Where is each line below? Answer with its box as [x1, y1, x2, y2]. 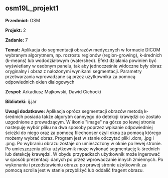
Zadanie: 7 [5, 37, 28, 43]
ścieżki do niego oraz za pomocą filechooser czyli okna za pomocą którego [5, 130, 161, 136]
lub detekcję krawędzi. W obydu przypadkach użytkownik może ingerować [5, 151, 160, 157]
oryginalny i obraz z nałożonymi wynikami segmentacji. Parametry [5, 68, 142, 74]
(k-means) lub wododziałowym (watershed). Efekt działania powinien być [5, 57, 157, 64]
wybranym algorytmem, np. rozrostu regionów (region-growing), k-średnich [5, 52, 162, 58]
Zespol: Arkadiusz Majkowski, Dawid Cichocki [5, 88, 101, 95]
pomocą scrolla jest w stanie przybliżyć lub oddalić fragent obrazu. [5, 167, 144, 173]
